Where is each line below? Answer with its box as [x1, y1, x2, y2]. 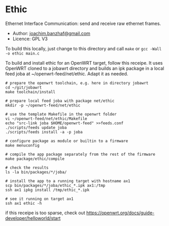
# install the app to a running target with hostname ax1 [5, 178, 130, 184]
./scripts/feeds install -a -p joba [5, 129, 83, 134]
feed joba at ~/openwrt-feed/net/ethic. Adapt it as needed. [5, 70, 128, 77]
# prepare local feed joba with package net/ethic [5, 98, 115, 103]
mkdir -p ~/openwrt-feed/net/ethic [5, 103, 81, 108]
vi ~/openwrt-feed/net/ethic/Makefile [5, 116, 87, 121]
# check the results [5, 165, 49, 170]
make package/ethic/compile [5, 156, 65, 161]
